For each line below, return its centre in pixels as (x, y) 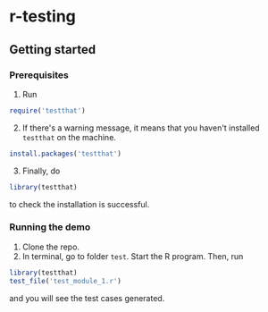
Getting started (53, 50)
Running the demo (50, 227)
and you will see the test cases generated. (87, 298)
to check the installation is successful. (80, 204)
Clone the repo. (51, 247)
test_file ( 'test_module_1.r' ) (66, 281)
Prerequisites (39, 75)
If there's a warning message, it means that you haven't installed (141, 128)
